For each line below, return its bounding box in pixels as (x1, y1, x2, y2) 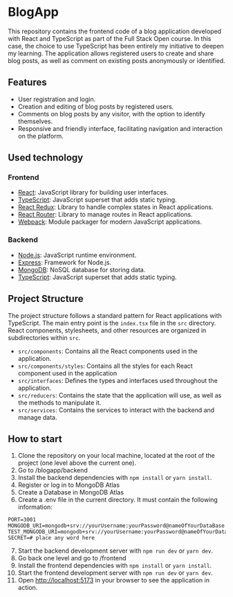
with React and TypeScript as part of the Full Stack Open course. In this (8, 34, 212, 42)
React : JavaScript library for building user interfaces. (17, 188, 169, 197)
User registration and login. (17, 95, 96, 103)
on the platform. (17, 132, 64, 140)
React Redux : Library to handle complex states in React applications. (17, 203, 214, 211)
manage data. (17, 413, 57, 421)
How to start (8, 433, 62, 445)
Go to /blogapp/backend (17, 466, 88, 474)
